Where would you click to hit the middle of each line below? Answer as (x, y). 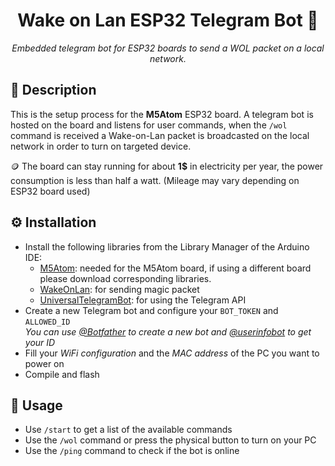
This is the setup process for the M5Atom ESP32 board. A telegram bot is (162, 114)
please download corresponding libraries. (125, 278)
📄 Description (53, 90)
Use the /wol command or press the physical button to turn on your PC (170, 440)
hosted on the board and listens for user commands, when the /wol (149, 125)
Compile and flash (62, 374)
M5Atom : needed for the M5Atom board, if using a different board (175, 268)
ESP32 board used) (50, 191)
